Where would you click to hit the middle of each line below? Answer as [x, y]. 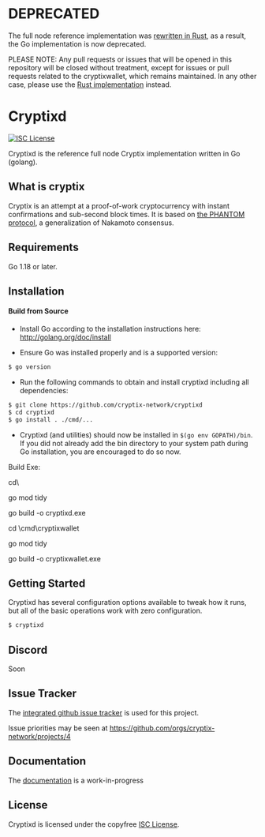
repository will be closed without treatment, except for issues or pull [119, 67]
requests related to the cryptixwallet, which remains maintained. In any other [132, 76]
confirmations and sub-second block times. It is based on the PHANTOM [127, 214]
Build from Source [38, 311]
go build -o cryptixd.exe [47, 512]
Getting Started [47, 583]
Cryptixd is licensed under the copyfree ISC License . [94, 824]
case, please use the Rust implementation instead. [90, 84]
